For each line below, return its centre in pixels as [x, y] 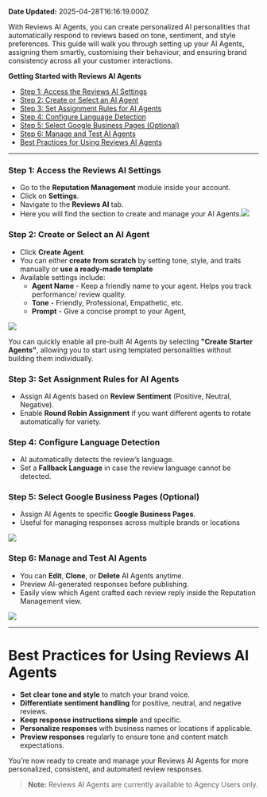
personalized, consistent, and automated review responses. [106, 769]
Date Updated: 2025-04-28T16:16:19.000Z [79, 12]
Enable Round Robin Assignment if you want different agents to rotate [135, 413]
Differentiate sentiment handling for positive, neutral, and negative [130, 702]
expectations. [42, 745]
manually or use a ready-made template [86, 269]
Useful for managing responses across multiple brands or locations [130, 523]
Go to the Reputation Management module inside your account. [125, 188]
